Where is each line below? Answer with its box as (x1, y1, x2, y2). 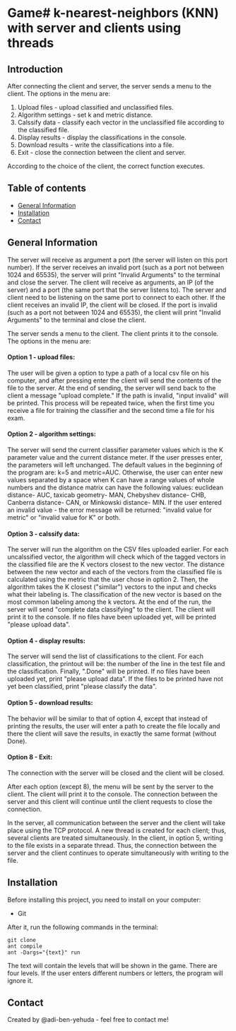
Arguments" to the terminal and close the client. (7, 315, 147, 324)
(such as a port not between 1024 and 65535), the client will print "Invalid (7, 308, 221, 316)
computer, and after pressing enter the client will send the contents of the (7, 376, 221, 385)
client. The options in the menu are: (7, 90, 111, 98)
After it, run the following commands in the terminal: (7, 923, 159, 931)
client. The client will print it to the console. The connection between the (7, 790, 218, 798)
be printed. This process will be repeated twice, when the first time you (7, 398, 215, 407)
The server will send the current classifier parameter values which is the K (7, 445, 224, 454)
